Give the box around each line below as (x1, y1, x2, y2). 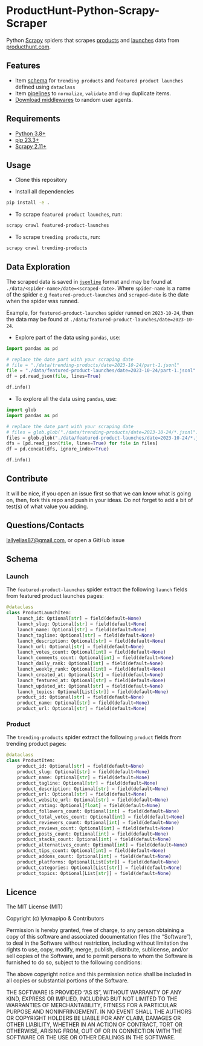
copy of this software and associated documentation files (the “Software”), (6, 933, 193, 940)
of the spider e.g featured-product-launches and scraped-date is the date (6, 290, 189, 298)
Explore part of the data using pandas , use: (14, 334, 121, 341)
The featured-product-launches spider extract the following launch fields (6, 586, 188, 593)
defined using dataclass (14, 83, 76, 90)
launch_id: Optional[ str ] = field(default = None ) (17, 615, 142, 622)
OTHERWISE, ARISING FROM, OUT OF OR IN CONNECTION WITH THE (6, 1027, 182, 1034)
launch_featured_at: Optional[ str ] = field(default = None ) (17, 677, 166, 683)
